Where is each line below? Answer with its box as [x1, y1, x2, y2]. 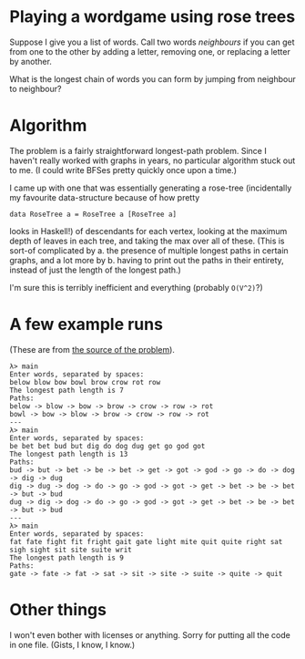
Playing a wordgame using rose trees [9, 6, 296, 27]
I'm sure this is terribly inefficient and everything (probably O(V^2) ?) [9, 282, 263, 293]
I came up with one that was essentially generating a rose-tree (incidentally [9, 182, 292, 193]
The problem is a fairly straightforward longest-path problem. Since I [9, 145, 267, 156]
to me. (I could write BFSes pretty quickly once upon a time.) [9, 164, 237, 175]
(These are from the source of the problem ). [9, 344, 176, 355]
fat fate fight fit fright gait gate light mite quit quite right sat [9, 537, 283, 546]
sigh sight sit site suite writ [9, 545, 132, 554]
